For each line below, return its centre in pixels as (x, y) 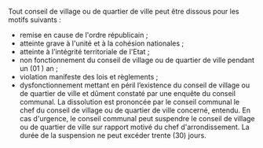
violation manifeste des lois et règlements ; (89, 77)
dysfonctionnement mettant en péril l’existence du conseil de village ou (135, 85)
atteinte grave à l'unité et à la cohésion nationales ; (102, 43)
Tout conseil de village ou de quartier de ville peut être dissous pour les (124, 11)
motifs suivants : (35, 20)
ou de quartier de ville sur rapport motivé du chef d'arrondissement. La (134, 127)
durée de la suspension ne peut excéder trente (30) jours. (113, 135)
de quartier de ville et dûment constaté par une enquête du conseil (127, 93)
